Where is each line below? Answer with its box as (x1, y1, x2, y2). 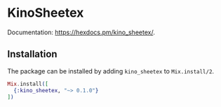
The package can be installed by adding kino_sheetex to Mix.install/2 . (7, 66, 215, 75)
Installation (7, 48, 58, 60)
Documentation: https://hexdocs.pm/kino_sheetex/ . (7, 28, 156, 36)
